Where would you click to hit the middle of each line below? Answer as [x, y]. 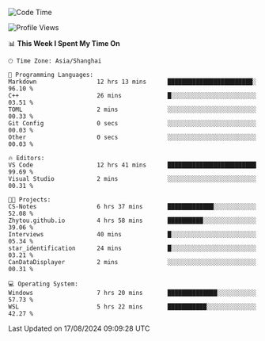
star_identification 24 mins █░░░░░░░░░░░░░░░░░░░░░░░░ [132, 248]
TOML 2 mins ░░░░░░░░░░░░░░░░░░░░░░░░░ [132, 109]
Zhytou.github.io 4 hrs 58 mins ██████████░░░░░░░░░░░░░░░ [132, 220]
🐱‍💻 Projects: [30, 200]
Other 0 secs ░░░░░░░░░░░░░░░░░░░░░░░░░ [132, 137]
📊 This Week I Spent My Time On [64, 43]
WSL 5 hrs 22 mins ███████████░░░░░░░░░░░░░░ [132, 307]
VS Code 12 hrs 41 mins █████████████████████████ [132, 165]
